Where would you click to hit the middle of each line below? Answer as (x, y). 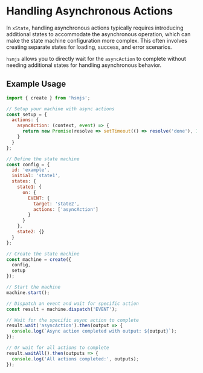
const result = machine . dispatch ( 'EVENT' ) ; (62, 309)
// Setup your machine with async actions (60, 109)
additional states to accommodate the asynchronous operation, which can (98, 34)
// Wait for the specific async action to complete (72, 320)
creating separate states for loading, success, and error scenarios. (89, 47)
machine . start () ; (28, 293)
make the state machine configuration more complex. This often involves (97, 40)
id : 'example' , (31, 170)
